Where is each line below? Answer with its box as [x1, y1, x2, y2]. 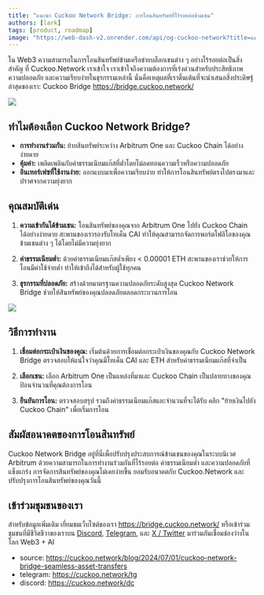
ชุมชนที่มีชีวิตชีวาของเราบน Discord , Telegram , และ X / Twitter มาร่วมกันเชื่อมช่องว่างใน [8, 529, 250, 538]
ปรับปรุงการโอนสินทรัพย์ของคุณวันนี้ [8, 475, 102, 485]
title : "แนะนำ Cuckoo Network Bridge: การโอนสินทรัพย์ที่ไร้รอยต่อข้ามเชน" [8, 11, 214, 20]
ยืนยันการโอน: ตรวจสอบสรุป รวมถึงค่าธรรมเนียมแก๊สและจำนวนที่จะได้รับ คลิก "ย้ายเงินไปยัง [19, 396, 256, 405]
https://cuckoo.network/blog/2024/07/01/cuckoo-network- [46, 553, 237, 563]
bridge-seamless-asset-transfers [19, 561, 128, 571]
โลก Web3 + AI [8, 537, 55, 547]
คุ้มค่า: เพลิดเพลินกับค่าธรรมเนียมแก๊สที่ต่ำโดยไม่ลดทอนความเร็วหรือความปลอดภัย [19, 158, 229, 168]
